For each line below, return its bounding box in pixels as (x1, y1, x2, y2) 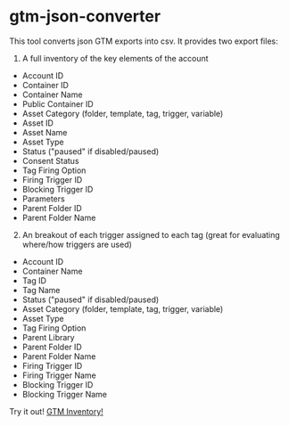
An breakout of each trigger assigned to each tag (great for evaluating (21, 229, 281, 240)
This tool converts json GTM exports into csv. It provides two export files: (9, 36, 278, 46)
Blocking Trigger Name (21, 389, 108, 399)
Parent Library (21, 332, 75, 342)
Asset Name (21, 127, 68, 137)
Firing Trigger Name (21, 370, 96, 381)
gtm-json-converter (9, 6, 161, 27)
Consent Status (21, 155, 79, 166)
